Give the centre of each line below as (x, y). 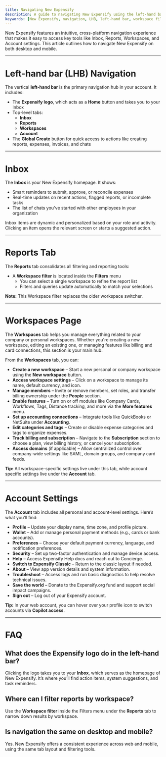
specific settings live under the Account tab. (51, 474)
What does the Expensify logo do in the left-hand (82, 653)
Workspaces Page (43, 321)
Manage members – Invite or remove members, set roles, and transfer (84, 391)
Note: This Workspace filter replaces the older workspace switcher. (74, 296)
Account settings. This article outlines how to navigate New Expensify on (80, 44)
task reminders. (21, 684)
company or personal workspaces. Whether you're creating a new (72, 340)
